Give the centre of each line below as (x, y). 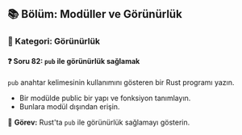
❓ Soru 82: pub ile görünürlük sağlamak (74, 61)
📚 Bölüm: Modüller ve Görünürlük (95, 14)
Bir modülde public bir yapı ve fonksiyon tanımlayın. (105, 98)
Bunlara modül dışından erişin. (69, 106)
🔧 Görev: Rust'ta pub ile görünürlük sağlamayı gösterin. (99, 122)
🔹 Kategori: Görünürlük (54, 41)
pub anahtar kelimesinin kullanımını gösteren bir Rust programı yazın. (121, 82)
